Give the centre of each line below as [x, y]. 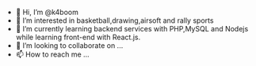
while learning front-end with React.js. [78, 37]
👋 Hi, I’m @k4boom [47, 12]
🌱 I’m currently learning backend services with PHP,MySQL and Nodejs [132, 29]
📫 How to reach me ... [52, 54]
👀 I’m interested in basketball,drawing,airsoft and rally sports [115, 20]
